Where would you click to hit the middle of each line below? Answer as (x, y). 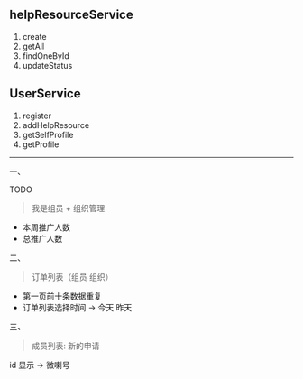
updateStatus (47, 65)
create (34, 36)
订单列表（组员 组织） (72, 277)
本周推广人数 (46, 227)
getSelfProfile (48, 134)
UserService (45, 94)
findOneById (46, 55)
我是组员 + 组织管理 (68, 208)
